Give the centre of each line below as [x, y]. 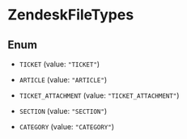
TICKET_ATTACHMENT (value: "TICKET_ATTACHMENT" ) [99, 95]
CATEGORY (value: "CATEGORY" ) [67, 126]
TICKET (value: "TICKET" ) [59, 64]
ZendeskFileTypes [71, 15]
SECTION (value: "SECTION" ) [63, 111]
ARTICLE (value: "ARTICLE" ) [63, 80]
